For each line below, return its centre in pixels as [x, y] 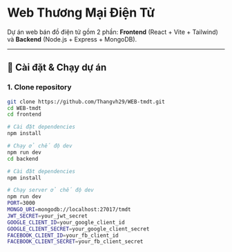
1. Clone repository [39, 87]
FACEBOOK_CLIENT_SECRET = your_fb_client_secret [75, 242]
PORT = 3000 [21, 203]
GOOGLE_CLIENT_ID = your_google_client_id [66, 222]
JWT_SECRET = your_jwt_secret [48, 216]
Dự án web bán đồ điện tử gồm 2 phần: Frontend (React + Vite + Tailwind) [113, 32]
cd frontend [24, 115]
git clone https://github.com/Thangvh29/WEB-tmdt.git [86, 102]
